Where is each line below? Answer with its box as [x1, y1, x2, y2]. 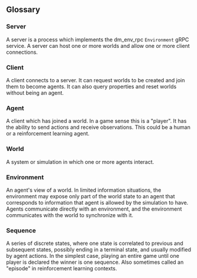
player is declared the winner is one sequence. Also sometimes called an [6, 258, 184, 266]
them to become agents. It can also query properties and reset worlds [6, 83, 177, 90]
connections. [6, 49, 38, 56]
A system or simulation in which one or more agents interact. [6, 158, 154, 165]
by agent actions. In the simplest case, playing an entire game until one [6, 253, 179, 260]
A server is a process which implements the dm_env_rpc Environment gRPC [6, 35, 189, 43]
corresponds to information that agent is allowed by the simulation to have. [6, 199, 189, 206]
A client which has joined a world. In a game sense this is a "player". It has [6, 118, 187, 125]
